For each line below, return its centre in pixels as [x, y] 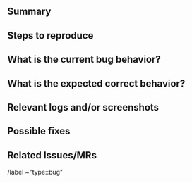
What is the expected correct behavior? [96, 83]
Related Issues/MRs [52, 155]
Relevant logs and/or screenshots [83, 107]
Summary [29, 12]
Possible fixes [39, 131]
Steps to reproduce [50, 36]
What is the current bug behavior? [84, 59]
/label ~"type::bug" [35, 172]
